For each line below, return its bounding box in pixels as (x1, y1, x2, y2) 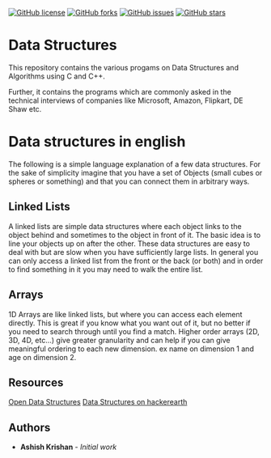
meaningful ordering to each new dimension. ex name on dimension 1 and (8, 344, 255, 354)
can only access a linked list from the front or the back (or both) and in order (8, 256, 264, 265)
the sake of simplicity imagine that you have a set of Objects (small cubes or (8, 168, 263, 177)
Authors (8, 421, 51, 435)
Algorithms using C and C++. (8, 71, 105, 81)
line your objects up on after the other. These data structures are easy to (8, 239, 251, 248)
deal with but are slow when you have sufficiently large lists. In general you (8, 247, 259, 257)
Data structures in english (8, 133, 186, 151)
